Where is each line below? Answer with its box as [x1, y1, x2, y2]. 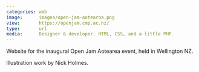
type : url [6, 25, 47, 32]
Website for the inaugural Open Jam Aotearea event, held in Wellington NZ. [6, 47, 194, 55]
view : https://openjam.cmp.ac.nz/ [6, 20, 110, 26]
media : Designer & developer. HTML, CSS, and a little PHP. [6, 31, 174, 37]
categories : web [6, 8, 47, 15]
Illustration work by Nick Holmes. [6, 59, 89, 67]
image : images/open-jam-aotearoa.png [6, 14, 115, 20]
